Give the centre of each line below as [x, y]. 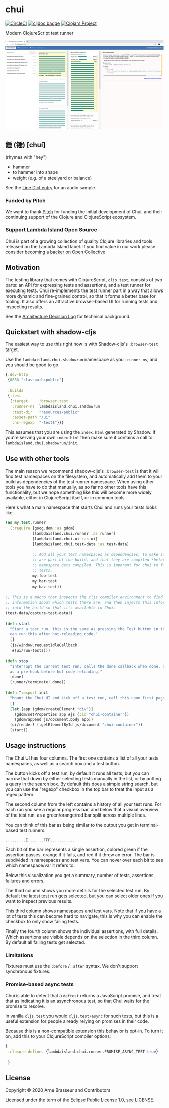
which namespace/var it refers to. [40, 865]
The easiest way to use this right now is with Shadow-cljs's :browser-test [82, 344]
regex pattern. [20, 794]
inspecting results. [24, 307]
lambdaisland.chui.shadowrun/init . [42, 443]
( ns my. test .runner [26, 523]
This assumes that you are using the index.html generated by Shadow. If [80, 432]
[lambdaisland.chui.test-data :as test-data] [80, 544]
